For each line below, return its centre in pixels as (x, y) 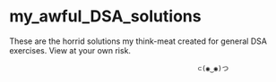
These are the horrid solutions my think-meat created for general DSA (138, 41)
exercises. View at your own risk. (70, 50)
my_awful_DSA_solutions (105, 16)
